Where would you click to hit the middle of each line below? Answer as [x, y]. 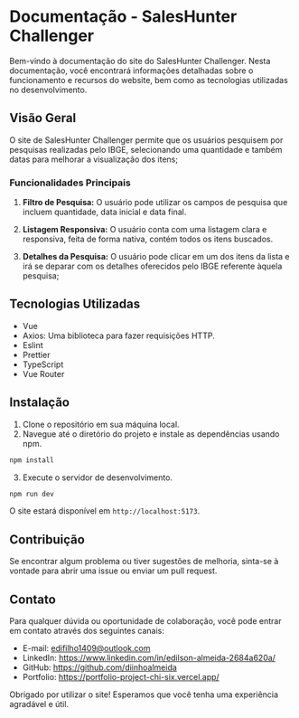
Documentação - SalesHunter [123, 17]
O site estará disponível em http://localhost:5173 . [105, 511]
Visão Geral [43, 118]
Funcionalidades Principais [70, 183]
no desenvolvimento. [48, 90]
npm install [32, 460]
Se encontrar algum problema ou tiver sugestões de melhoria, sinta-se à [144, 562]
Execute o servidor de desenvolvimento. [98, 477]
